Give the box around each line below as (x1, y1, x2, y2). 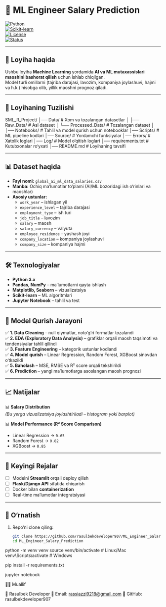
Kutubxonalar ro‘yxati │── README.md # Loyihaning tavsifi (5, 143, 126, 149)
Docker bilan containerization (12, 486, 74, 492)
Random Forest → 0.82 (12, 438, 59, 444)
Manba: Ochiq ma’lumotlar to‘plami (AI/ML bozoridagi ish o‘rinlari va (12, 183, 151, 190)
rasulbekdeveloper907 (5, 596, 51, 602)
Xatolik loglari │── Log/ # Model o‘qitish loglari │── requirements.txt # (5, 138, 149, 144)
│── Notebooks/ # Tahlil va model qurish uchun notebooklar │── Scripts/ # (5, 127, 160, 133)
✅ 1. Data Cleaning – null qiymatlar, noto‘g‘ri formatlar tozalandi (5, 330, 134, 336)
